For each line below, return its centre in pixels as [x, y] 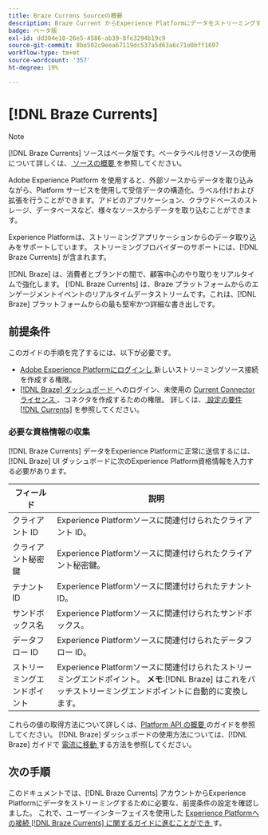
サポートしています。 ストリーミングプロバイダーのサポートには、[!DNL [140, 247]
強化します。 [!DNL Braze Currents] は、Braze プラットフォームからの [137, 284]
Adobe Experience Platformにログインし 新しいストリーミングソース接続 [139, 370]
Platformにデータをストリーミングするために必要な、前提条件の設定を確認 [130, 803]
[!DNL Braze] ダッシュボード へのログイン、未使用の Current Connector [137, 390]
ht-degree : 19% [33, 68]
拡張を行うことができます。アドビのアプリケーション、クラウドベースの [126, 200]
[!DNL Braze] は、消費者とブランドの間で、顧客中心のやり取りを [114, 274]
